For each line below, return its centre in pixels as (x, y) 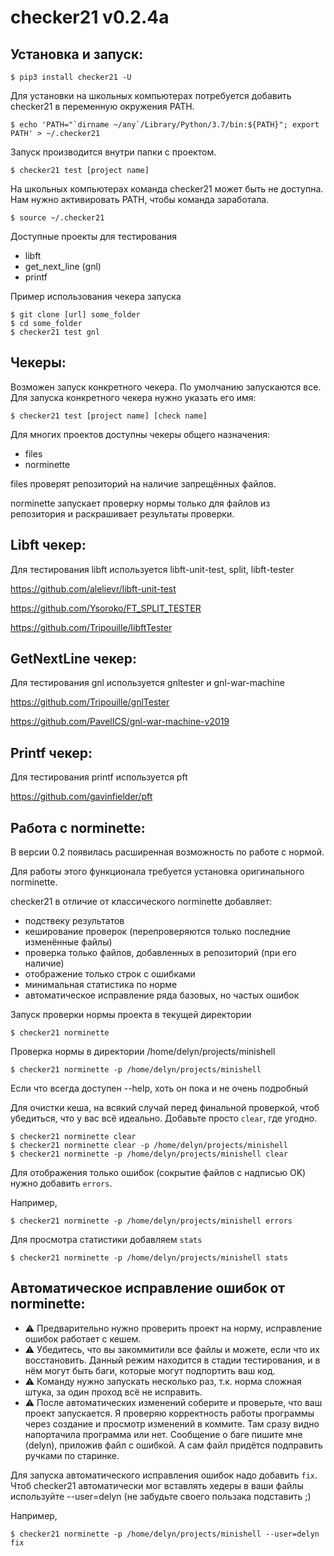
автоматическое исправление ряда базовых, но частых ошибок (162, 995)
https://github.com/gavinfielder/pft (81, 797)
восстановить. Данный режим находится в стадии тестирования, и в (172, 1360)
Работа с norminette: (78, 827)
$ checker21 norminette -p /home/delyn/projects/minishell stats (149, 1258)
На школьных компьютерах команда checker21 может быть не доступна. (167, 189)
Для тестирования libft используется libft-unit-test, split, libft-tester (152, 569)
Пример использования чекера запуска (96, 296)
